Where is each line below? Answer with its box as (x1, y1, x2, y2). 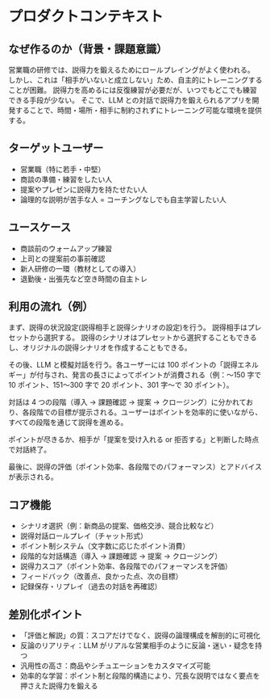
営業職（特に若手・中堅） (19, 164, 106, 174)
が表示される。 (8, 472, 58, 481)
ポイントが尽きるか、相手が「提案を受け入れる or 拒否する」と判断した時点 (8, 435, 260, 444)
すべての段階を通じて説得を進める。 (8, 418, 128, 427)
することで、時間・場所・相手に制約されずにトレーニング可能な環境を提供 (15, 106, 263, 115)
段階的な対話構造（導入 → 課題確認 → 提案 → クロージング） (19, 551, 222, 561)
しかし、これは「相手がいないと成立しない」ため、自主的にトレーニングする (8, 75, 263, 85)
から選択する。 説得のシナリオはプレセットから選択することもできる (29, 333, 258, 343)
